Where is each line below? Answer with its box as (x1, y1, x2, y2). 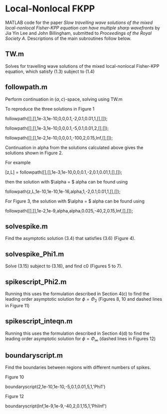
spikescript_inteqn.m (5, 317, 73, 326)
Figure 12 (5, 394, 24, 400)
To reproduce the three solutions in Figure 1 (5, 106, 95, 112)
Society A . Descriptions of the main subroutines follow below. (5, 35, 132, 41)
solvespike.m (5, 222, 48, 230)
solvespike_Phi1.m (5, 250, 64, 258)
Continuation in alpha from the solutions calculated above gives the (5, 144, 144, 150)
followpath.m (5, 83, 48, 91)
